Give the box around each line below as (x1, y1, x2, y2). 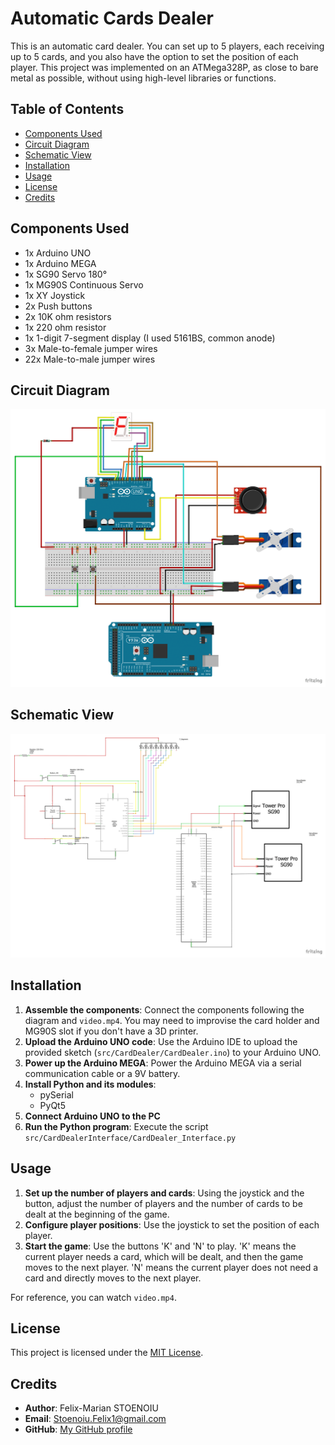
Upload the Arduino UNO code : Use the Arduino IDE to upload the (24, 1035, 298, 1047)
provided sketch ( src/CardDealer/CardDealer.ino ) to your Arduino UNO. (24, 1046, 322, 1058)
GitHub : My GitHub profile (24, 1423, 133, 1436)
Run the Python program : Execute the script (24, 1120, 209, 1132)
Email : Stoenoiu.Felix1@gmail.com (24, 1413, 167, 1425)
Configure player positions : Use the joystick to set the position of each (24, 1218, 320, 1231)
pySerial (39, 1088, 74, 1101)
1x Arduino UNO (24, 247, 92, 259)
